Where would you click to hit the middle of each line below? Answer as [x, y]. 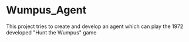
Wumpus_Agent [46, 10]
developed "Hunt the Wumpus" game [51, 32]
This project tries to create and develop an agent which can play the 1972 [95, 26]
